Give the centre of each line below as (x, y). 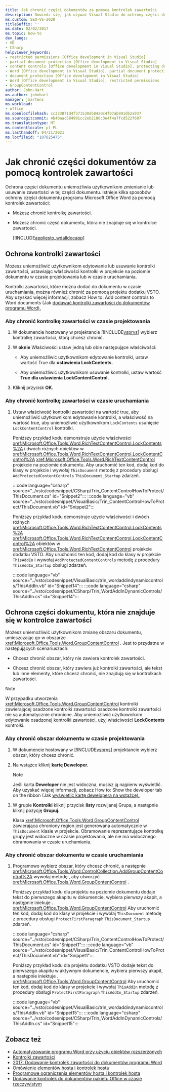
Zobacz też (23, 1040)
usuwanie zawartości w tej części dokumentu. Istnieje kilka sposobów (78, 192)
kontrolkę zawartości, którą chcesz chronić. (58, 338)
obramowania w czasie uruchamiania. (52, 842)
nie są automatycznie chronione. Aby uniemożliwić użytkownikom (74, 715)
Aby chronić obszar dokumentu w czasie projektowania (75, 738)
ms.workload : (19, 104)
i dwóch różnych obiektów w (54, 448)
